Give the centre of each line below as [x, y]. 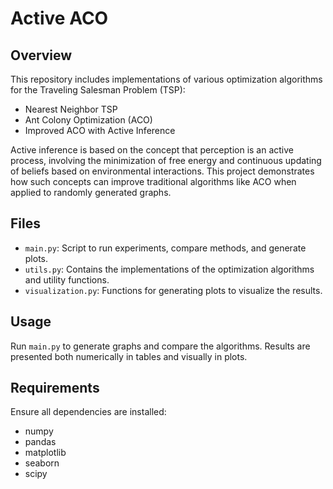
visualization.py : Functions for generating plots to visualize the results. [173, 290]
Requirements [55, 388]
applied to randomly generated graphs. [91, 192]
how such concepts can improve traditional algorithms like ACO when [153, 181]
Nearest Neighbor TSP [71, 109]
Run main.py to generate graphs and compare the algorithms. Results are [160, 346]
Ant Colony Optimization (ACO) [88, 120]
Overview [41, 55]
